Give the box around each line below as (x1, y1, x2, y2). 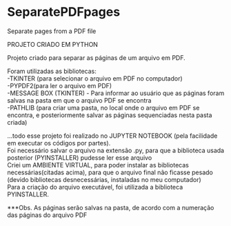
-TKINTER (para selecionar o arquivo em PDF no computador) (7, 74, 183, 83)
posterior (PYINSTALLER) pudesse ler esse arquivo (7, 153, 152, 162)
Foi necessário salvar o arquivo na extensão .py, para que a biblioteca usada (7, 146, 225, 154)
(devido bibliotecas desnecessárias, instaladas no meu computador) (7, 175, 201, 183)
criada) (7, 118, 28, 126)
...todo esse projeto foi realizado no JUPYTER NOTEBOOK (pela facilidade (7, 132, 218, 140)
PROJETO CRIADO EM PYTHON (7, 40, 99, 48)
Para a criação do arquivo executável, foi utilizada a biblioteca (7, 183, 183, 191)
